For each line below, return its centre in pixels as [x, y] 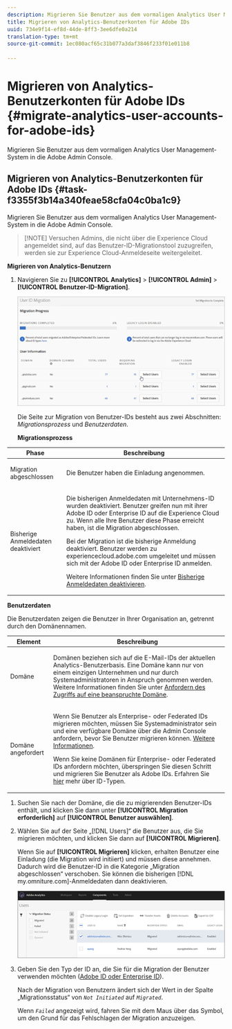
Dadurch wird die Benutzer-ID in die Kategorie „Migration [98, 866]
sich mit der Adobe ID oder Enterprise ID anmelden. [139, 563]
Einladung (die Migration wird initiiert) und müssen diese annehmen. [114, 859]
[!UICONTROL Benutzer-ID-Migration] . [73, 287]
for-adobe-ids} [51, 131]
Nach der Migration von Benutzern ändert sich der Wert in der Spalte [115, 990]
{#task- [71, 190]
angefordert [27, 753]
